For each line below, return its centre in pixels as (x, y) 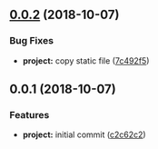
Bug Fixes (32, 41)
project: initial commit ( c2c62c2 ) (84, 134)
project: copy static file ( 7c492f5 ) (86, 60)
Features (30, 115)
